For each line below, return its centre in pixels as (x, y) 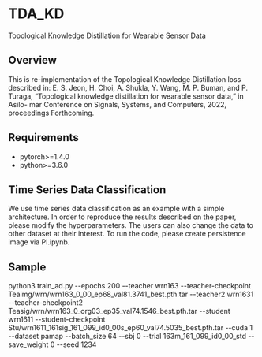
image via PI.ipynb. (39, 242)
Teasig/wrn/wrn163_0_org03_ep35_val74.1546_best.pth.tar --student (119, 311)
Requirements (43, 138)
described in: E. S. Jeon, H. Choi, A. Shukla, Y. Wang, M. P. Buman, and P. (128, 87)
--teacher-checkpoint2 (45, 303)
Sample (27, 267)
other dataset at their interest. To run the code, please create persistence (127, 234)
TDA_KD (36, 14)
